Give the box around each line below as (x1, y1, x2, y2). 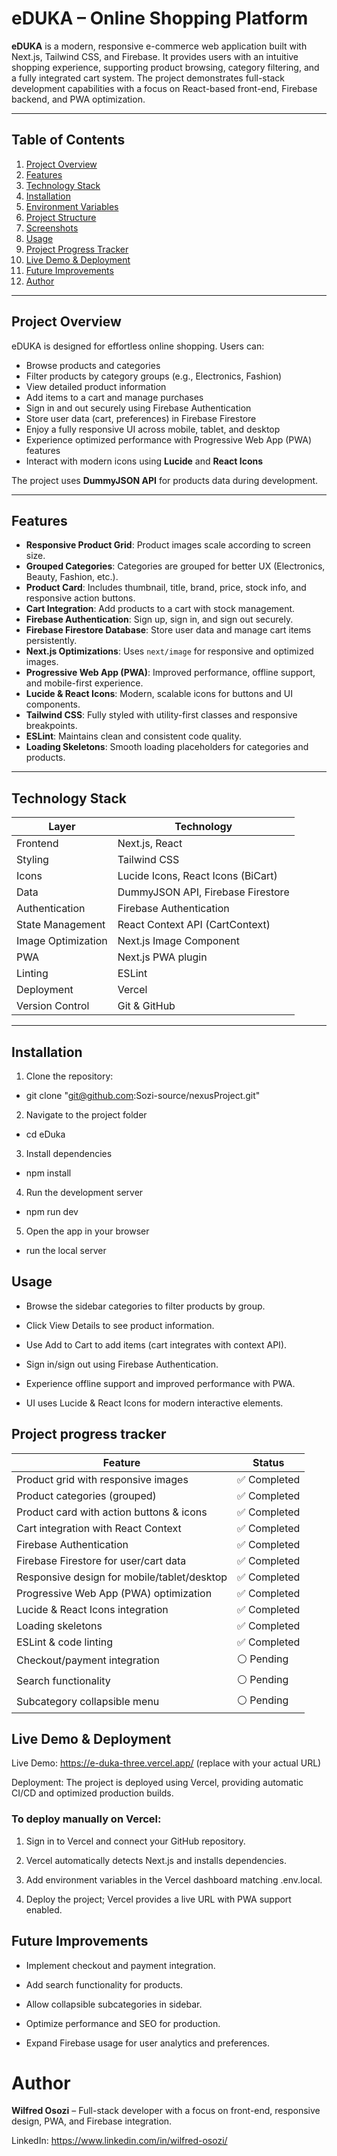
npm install (25, 1167, 72, 1179)
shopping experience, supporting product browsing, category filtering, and (11, 61, 320, 73)
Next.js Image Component (117, 934, 240, 948)
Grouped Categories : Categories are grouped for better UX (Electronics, (25, 560, 326, 572)
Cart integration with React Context (16, 1521, 182, 1535)
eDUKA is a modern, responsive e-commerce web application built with (11, 40, 308, 52)
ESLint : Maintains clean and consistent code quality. (25, 730, 242, 742)
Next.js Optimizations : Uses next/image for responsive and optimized (25, 645, 314, 657)
